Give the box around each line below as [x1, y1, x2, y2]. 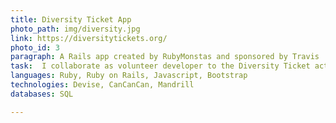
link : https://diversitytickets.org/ [10, 33, 168, 43]
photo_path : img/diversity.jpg [10, 24, 141, 34]
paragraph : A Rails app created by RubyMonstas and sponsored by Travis [10, 52, 320, 62]
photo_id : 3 [10, 42, 60, 53]
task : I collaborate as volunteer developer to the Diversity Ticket [10, 61, 311, 71]
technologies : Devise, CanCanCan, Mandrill [10, 80, 195, 90]
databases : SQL [10, 89, 74, 99]
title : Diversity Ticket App [10, 14, 132, 25]
